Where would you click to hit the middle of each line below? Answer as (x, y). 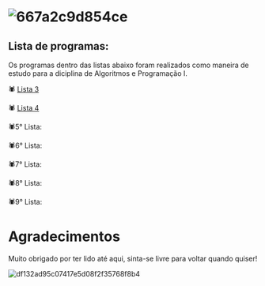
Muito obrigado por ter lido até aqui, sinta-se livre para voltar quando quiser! (133, 258)
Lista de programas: (59, 46)
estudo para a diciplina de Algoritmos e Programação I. (98, 73)
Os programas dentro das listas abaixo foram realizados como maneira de (129, 65)
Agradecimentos (64, 237)
